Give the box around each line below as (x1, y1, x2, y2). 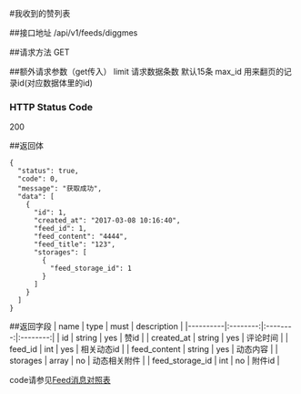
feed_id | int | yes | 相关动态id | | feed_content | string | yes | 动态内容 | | (9, 344, 279, 355)
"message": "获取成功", (17, 184, 103, 193)
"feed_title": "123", (33, 240, 116, 249)
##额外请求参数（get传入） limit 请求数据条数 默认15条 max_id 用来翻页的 (9, 67, 285, 77)
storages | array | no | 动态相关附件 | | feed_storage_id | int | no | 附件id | (9, 355, 280, 367)
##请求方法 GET (9, 47, 70, 57)
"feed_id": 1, (33, 224, 88, 233)
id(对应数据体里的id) (16, 78, 94, 88)
